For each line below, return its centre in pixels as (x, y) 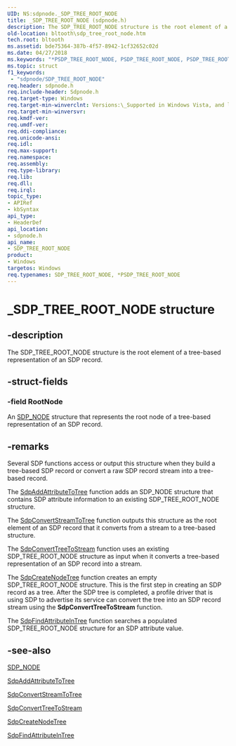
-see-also (29, 650)
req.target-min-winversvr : (47, 112)
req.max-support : (33, 151)
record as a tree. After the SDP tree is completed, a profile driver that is (110, 592)
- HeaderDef (25, 222)
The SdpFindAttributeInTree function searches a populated (92, 621)
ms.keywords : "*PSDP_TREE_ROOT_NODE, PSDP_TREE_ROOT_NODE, (96, 60)
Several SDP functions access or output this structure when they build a (111, 463)
